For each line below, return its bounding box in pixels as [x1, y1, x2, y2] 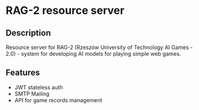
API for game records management [14, 96, 103, 103]
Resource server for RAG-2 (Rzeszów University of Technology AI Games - [5, 44, 194, 51]
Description [5, 28, 51, 38]
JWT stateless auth [14, 83, 63, 91]
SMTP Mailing [14, 90, 50, 97]
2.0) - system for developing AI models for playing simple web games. [5, 50, 181, 57]
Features [5, 68, 40, 78]
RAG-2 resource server [5, 4, 125, 18]
